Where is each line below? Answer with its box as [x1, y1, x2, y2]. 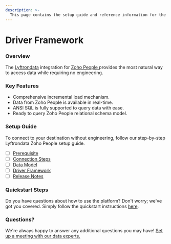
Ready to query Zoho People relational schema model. [12, 110, 127, 117]
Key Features [5, 82, 39, 90]
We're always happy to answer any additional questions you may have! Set [5, 228, 163, 234]
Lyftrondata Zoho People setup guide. [5, 140, 85, 146]
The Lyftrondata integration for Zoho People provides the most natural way [5, 64, 163, 70]
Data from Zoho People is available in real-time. [12, 99, 114, 105]
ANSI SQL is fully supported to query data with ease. [12, 105, 124, 111]
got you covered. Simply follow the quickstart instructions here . [5, 203, 139, 210]
